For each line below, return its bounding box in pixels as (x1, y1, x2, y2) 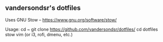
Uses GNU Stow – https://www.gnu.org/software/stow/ (5, 17, 117, 22)
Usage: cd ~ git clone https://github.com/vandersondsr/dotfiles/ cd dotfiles (5, 26, 158, 32)
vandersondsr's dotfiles (5, 4, 81, 12)
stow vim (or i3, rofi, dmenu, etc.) (5, 31, 73, 37)
